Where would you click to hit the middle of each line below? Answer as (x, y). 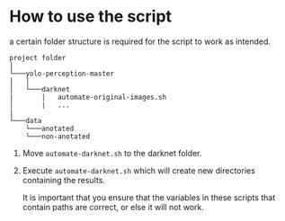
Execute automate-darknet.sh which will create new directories (139, 170)
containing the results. (64, 180)
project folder (38, 57)
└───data (26, 120)
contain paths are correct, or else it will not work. (113, 207)
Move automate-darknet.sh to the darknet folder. (112, 153)
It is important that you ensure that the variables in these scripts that (149, 197)
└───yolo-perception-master (62, 74)
